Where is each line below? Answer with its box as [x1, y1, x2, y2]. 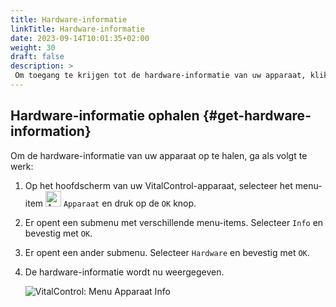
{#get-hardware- [202, 107, 312, 125]
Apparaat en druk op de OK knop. [63, 197, 197, 209]
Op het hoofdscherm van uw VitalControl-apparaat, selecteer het [24, 179, 293, 191]
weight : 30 [10, 42, 56, 53]
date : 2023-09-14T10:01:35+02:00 [10, 33, 150, 43]
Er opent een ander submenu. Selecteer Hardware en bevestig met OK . [24, 246, 310, 258]
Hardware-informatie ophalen [10, 107, 200, 125]
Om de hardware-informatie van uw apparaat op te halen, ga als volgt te [10, 149, 308, 161]
